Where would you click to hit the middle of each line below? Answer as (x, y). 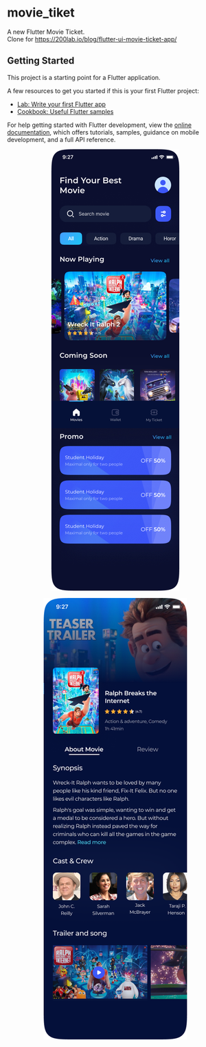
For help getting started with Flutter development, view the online (100, 125)
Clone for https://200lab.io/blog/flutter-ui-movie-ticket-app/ (92, 39)
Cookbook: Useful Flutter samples (65, 111)
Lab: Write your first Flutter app (61, 104)
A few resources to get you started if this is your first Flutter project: (103, 90)
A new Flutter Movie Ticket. (46, 32)
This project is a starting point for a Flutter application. (84, 77)
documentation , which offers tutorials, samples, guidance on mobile (103, 132)
